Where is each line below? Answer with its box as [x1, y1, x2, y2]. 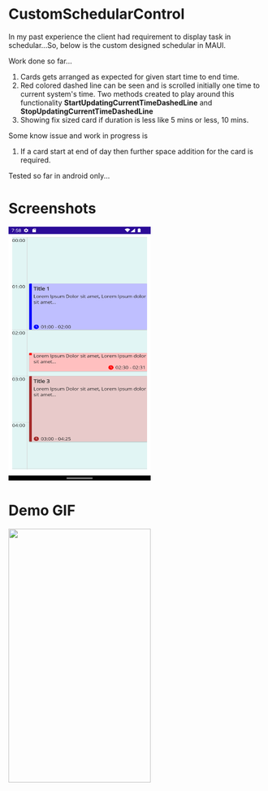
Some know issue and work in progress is [8, 131, 149, 140]
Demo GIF [8, 501, 76, 520]
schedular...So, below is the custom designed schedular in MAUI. [8, 40, 226, 50]
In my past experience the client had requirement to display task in [8, 32, 231, 41]
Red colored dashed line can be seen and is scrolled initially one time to [19, 80, 260, 90]
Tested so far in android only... [8, 171, 110, 180]
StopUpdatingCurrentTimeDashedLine [19, 106, 153, 116]
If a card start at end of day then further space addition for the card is [19, 146, 253, 156]
